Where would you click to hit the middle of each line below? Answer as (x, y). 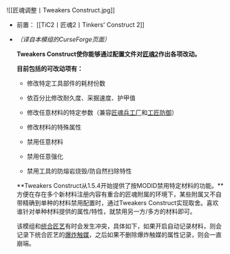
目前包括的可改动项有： (50, 68)
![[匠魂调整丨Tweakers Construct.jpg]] (61, 10)
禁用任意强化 (45, 156)
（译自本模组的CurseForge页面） (63, 39)
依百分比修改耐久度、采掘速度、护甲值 (81, 98)
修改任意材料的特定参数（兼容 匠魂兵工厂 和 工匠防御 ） (102, 113)
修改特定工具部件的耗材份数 (66, 83)
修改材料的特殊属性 (54, 127)
